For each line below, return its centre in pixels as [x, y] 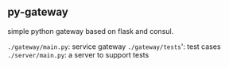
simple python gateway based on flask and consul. [91, 31]
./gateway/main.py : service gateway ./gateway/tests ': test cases [114, 47]
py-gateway [38, 12]
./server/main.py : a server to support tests [78, 54]
